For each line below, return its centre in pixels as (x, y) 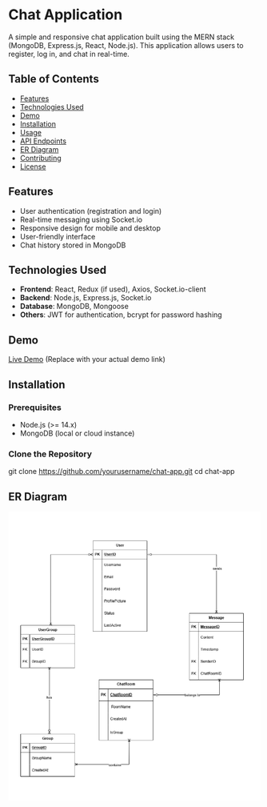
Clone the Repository (50, 454)
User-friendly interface (58, 236)
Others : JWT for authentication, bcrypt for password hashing (121, 315)
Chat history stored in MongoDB (73, 245)
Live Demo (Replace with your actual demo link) (87, 359)
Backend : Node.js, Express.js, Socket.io (86, 298)
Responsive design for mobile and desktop (90, 228)
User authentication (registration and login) (91, 211)
